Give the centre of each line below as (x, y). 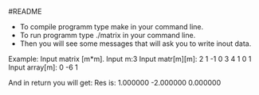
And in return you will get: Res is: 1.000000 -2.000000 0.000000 (115, 83)
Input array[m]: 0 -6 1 (43, 67)
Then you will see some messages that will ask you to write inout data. (135, 44)
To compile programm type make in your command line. (112, 27)
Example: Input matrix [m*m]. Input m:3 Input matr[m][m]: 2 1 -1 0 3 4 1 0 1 (130, 59)
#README (25, 11)
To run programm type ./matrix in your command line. (108, 35)
